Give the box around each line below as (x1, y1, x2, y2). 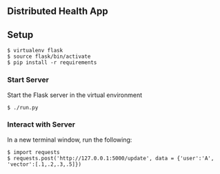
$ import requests (7, 149, 60, 155)
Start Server (7, 75, 50, 85)
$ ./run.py (7, 104, 39, 111)
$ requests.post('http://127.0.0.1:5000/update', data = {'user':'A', (7, 155, 214, 162)
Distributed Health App (7, 6, 108, 17)
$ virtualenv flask (7, 47, 63, 54)
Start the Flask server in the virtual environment (7, 91, 143, 99)
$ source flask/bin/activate (7, 53, 91, 61)
